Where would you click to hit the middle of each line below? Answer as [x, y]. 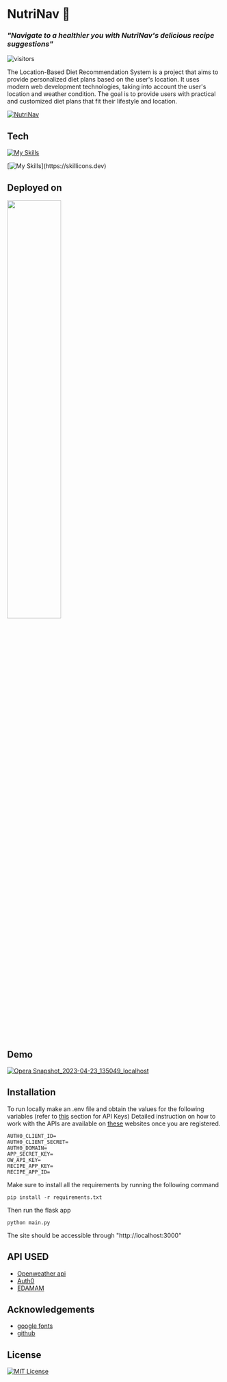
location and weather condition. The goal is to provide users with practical [111, 94]
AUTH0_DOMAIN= [27, 1148]
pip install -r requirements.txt [55, 1197]
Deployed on [35, 188]
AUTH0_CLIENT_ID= [32, 1136]
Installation [31, 1092]
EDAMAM [30, 1288]
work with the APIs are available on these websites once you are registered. [114, 1123]
